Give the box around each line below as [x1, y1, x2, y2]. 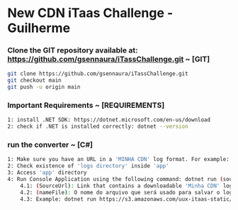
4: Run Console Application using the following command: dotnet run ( [7, 176, 223, 183]
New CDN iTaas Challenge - [7, 5, 174, 21]
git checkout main [7, 77, 62, 84]
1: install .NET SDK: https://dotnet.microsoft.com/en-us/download [7, 116, 211, 123]
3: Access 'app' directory [7, 169, 87, 177]
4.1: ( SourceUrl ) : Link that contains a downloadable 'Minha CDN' [20, 182, 220, 189]
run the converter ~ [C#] [7, 140, 93, 150]
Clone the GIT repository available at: [7, 45, 138, 55]
